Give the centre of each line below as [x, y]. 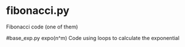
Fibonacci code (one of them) [42, 27]
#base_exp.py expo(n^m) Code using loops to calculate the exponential [93, 38]
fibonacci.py [38, 11]
